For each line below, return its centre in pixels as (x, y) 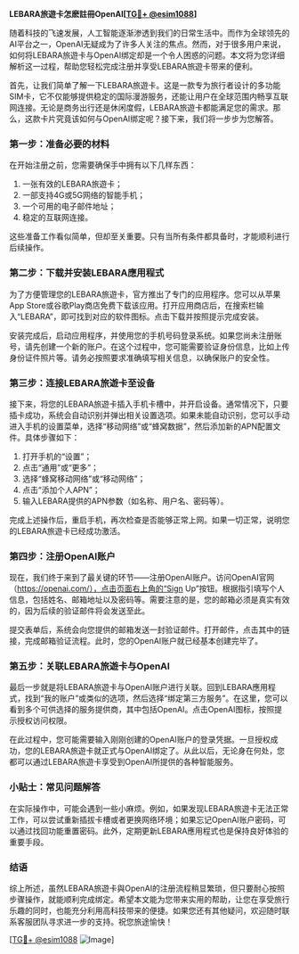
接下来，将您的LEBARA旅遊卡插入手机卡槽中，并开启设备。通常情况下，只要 (149, 404)
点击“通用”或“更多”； (61, 467)
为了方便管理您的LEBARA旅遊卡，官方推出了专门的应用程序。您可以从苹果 (145, 294)
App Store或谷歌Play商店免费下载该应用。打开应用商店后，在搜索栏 (133, 305)
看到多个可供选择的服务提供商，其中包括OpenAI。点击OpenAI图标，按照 (142, 710)
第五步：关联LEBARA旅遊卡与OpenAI (90, 666)
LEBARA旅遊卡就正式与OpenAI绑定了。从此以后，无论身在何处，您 (162, 751)
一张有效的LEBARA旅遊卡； (72, 184)
